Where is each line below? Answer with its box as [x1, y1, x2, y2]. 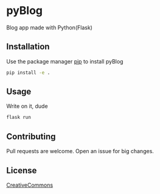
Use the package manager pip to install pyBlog [6, 57, 123, 65]
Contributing [6, 131, 56, 142]
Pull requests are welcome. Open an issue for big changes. [6, 148, 154, 155]
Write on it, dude [6, 102, 48, 110]
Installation [6, 41, 50, 52]
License [6, 165, 37, 176]
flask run [6, 114, 32, 121]
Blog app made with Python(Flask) [6, 24, 93, 31]
